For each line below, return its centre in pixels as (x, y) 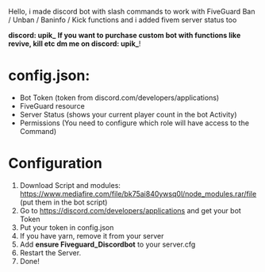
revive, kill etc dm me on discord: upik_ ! (75, 44)
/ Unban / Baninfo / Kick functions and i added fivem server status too (123, 20)
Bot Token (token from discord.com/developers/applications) (119, 98)
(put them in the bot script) (63, 202)
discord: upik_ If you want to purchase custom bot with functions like (125, 35)
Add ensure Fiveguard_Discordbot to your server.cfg (108, 244)
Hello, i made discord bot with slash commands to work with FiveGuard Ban (132, 11)
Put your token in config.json (67, 227)
